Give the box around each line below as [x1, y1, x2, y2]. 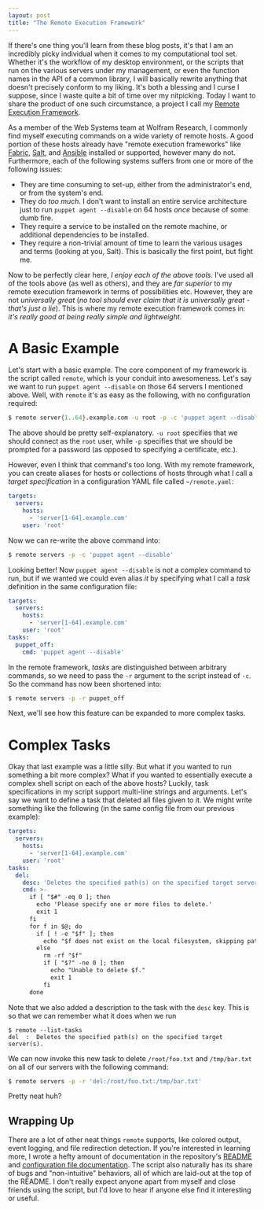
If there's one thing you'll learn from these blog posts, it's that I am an [8, 40, 233, 50]
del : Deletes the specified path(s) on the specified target [8, 1033, 223, 1041]
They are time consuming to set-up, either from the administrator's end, [19, 179, 252, 189]
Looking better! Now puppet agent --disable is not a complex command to [8, 565, 251, 574]
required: [8, 399, 38, 408]
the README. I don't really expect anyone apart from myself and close [8, 1177, 236, 1186]
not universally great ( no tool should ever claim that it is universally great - [8, 295, 250, 304]
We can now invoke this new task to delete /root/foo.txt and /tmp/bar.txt [8, 1053, 252, 1063]
